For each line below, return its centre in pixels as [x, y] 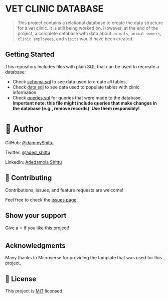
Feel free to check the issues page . [41, 200]
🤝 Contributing [29, 178]
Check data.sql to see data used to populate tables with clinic [76, 87]
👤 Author [24, 128]
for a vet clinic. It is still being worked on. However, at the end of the [88, 28]
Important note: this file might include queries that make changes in [85, 103]
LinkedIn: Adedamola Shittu [34, 162]
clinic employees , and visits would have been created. [75, 39]
